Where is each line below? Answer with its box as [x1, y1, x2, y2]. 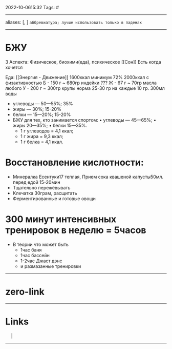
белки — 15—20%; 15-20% [12, 111, 71, 118]
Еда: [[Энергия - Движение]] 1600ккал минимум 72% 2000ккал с [5, 74, 149, 80]
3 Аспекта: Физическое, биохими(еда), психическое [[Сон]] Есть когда [5, 59, 161, 65]
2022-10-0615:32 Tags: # [5, 5, 59, 10]
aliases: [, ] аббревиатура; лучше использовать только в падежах [5, 19, 142, 25]
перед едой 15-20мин [12, 179, 60, 185]
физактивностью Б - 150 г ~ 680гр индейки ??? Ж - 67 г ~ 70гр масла [5, 80, 157, 86]
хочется [5, 64, 23, 70]
